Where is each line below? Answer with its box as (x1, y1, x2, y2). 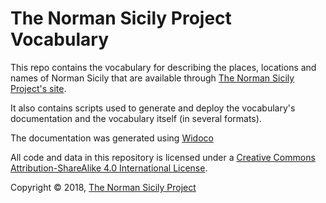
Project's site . (10, 82, 67, 94)
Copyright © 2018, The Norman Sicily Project (10, 181, 197, 193)
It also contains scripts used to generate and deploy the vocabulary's (10, 102, 296, 114)
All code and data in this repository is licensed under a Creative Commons (10, 151, 316, 163)
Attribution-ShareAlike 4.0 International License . (10, 162, 208, 174)
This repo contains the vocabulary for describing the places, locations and (10, 61, 317, 73)
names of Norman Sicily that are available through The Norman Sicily (10, 72, 295, 84)
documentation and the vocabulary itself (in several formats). (10, 112, 262, 124)
